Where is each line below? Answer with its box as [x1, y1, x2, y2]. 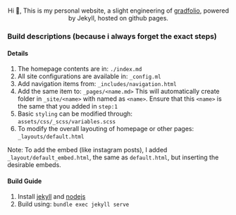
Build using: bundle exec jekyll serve [17, 200, 130, 209]
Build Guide [7, 176, 42, 185]
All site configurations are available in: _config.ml [17, 72, 161, 80]
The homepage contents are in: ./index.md [17, 65, 142, 73]
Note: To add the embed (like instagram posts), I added [7, 146, 168, 154]
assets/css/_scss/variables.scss [17, 118, 116, 125]
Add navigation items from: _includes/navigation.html [17, 80, 178, 88]
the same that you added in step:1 [17, 102, 118, 111]
